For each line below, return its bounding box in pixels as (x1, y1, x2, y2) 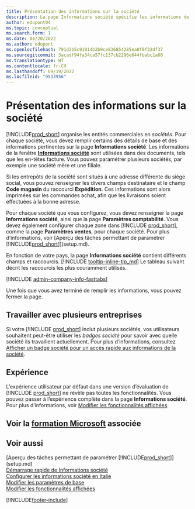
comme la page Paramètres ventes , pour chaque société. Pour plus (6, 228, 170, 235)
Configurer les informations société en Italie (6, 472, 112, 480)
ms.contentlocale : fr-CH (6, 63, 67, 69)
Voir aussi (6, 438, 43, 448)
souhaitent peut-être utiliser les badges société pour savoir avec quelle (6, 332, 177, 339)
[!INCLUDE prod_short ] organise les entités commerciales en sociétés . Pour (6, 131, 187, 138)
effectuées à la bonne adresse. (6, 198, 81, 205)
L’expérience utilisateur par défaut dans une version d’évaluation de (6, 383, 169, 390)
